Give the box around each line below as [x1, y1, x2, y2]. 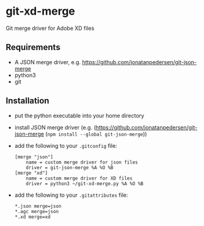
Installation [5, 96, 49, 106]
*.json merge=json [14, 203, 62, 209]
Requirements [5, 42, 60, 53]
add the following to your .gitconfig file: [14, 142, 117, 149]
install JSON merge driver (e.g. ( [14, 123, 96, 131]
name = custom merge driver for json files [26, 159, 138, 166]
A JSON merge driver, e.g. [14, 58, 81, 65]
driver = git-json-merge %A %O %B [26, 164, 114, 170]
